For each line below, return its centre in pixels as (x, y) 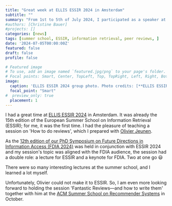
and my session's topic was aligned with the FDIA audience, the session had (86, 152)
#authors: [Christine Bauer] (36, 24)
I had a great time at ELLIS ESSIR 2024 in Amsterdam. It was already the (81, 115)
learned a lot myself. (27, 173)
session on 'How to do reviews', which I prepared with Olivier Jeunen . (79, 131)
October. (15, 199)
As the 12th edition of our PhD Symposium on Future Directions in (74, 141)
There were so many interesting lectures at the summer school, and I (78, 168)
